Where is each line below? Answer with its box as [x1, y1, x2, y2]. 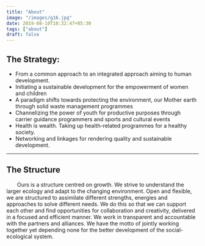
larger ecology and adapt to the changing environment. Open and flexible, [6, 187, 192, 195]
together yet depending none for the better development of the [6, 226, 165, 233]
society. [15, 128, 35, 136]
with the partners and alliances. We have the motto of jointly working [6, 220, 179, 227]
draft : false [6, 32, 40, 38]
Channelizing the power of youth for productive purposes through [15, 109, 181, 116]
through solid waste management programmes [15, 102, 133, 110]
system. [33, 233, 54, 240]
